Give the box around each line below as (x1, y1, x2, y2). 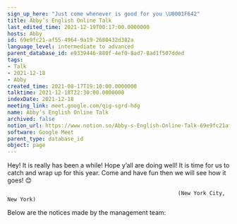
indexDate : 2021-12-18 (7, 96, 74, 103)
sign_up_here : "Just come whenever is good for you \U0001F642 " (7, 10, 200, 18)
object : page (7, 142, 46, 149)
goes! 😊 (7, 176, 32, 184)
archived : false (7, 115, 55, 122)
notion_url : (7, 122, 42, 129)
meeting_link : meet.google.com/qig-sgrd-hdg (7, 102, 140, 110)
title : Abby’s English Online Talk (7, 17, 112, 24)
